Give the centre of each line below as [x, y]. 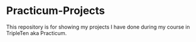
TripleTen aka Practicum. [37, 33]
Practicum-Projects [56, 11]
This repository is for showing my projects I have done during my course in [98, 27]
